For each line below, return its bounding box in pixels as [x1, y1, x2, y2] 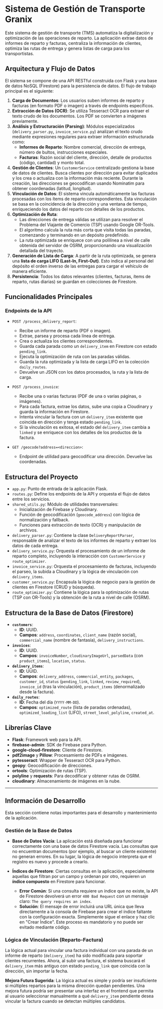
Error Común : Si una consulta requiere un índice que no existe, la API [19, 888, 158, 894]
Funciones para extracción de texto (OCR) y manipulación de [19, 522, 142, 528]
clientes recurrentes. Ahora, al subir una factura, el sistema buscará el [5, 958, 146, 964]
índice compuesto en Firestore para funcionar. [12, 878, 106, 884]
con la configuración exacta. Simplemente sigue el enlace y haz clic [19, 914, 155, 919]
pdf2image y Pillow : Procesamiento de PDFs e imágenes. [12, 752, 128, 758]
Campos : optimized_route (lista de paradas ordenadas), [19, 704, 132, 710]
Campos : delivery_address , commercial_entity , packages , [19, 673, 134, 679]
